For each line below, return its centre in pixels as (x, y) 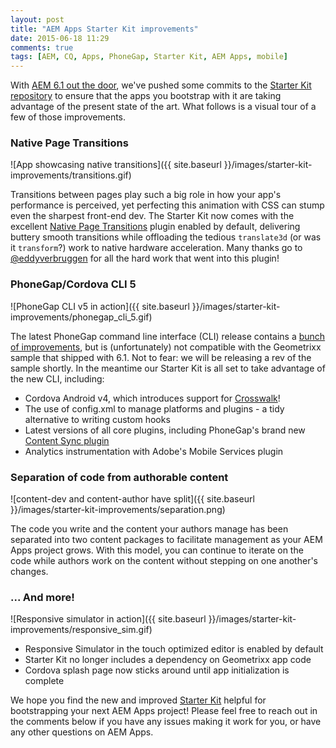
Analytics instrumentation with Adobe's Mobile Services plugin (154, 451)
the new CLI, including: (57, 378)
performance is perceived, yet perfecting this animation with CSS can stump (167, 205)
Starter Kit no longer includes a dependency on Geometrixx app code (168, 660)
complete (44, 681)
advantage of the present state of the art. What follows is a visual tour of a (163, 107)
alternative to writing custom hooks (97, 419)
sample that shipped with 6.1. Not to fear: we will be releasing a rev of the (161, 357)
